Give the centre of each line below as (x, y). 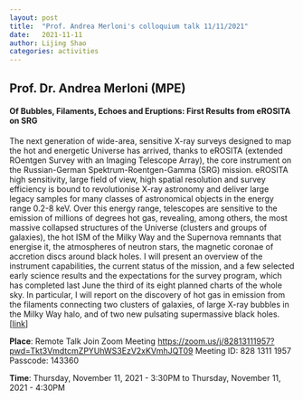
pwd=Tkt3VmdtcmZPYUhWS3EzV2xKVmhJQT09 (101, 350)
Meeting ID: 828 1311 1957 (243, 350)
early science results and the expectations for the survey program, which (146, 275)
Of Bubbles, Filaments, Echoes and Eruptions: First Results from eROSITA (150, 111)
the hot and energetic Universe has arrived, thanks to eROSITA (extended (146, 150)
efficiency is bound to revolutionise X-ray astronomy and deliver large (139, 189)
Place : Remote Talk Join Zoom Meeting (83, 341)
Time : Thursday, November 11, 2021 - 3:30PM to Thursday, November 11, (146, 377)
